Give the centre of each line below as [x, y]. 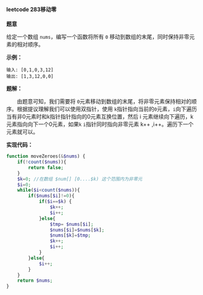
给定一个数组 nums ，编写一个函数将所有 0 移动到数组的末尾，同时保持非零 [98, 37]
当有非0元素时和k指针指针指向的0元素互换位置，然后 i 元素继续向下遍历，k [100, 117]
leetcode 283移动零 [31, 9]
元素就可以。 [22, 132]
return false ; [46, 167]
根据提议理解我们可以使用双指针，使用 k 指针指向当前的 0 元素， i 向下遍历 [107, 109]
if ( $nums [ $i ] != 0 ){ [51, 196]
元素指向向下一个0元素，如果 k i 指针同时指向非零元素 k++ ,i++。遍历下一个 [100, 124]
